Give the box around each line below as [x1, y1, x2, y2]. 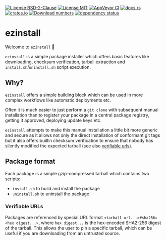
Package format [5, 157, 55, 166]
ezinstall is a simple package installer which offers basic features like [5, 53, 150, 59]
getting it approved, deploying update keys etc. [5, 117, 102, 123]
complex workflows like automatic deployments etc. [5, 97, 111, 103]
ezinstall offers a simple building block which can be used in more [5, 92, 143, 98]
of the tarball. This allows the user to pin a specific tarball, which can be [5, 225, 152, 231]
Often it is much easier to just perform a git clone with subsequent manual [5, 107, 159, 113]
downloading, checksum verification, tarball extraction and [5, 59, 125, 65]
